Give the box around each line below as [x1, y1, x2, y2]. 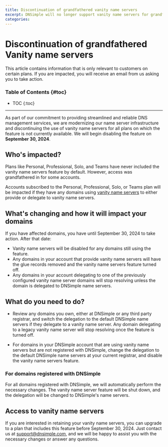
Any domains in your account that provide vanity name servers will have [12, 256, 161, 262]
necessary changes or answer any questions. [5, 436, 99, 442]
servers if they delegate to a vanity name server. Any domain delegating [12, 322, 161, 328]
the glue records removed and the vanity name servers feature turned [12, 261, 156, 267]
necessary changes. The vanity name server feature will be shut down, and [5, 387, 160, 393]
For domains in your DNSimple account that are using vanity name [12, 342, 149, 348]
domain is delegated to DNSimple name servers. [12, 283, 112, 289]
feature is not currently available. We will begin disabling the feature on [5, 130, 151, 136]
